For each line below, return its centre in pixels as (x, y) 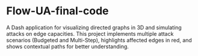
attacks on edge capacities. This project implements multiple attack (90, 33)
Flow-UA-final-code (58, 11)
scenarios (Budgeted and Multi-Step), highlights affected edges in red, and (99, 40)
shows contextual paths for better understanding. (68, 46)
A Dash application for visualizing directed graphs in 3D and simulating (94, 27)
